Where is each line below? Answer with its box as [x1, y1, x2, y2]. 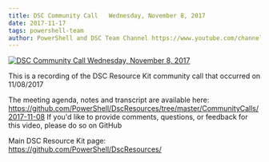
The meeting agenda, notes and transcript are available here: [8, 95, 210, 105]
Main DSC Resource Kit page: [8, 136, 106, 146]
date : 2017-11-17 [8, 19, 66, 27]
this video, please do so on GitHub [8, 121, 122, 130]
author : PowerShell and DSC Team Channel [8, 34, 149, 42]
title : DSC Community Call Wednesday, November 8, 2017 [8, 11, 206, 20]
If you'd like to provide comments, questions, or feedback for [46, 113, 248, 122]
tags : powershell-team [8, 26, 84, 34]
